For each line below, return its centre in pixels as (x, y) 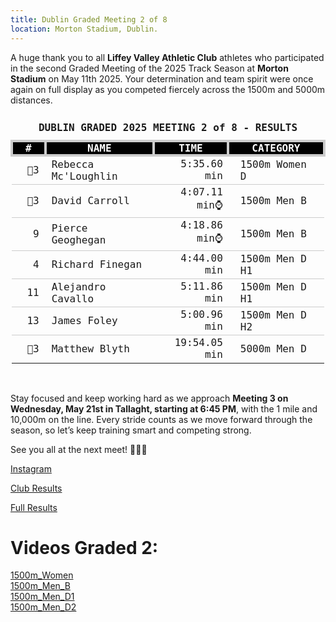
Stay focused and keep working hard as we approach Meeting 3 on (149, 398)
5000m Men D (273, 348)
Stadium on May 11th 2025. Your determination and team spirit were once (162, 78)
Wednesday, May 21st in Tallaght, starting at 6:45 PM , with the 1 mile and (164, 408)
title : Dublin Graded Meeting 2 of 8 (89, 19)
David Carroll (90, 200)
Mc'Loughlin (84, 176)
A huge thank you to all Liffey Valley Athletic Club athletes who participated (167, 57)
